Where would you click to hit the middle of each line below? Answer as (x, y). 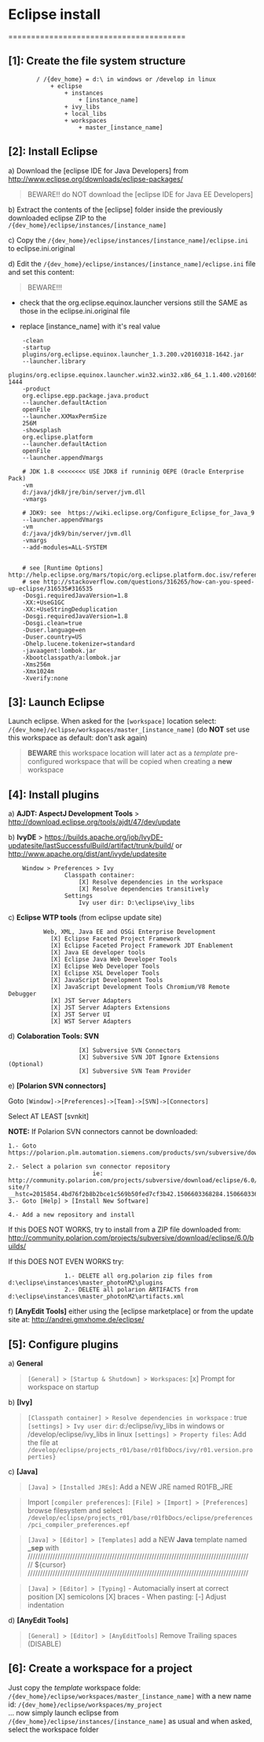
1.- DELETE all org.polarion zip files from (138, 1276)
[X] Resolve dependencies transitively (144, 889)
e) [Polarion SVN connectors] (57, 1086)
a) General (26, 1363)
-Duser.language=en (54, 630)
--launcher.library (54, 361)
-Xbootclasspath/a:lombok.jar (72, 658)
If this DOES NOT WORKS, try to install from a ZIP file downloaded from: (125, 1229)
